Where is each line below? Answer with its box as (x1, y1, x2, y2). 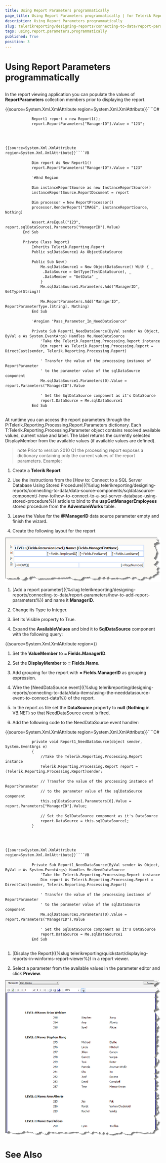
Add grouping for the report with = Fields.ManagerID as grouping (12, 669, 147, 676)
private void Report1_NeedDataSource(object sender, (31, 739, 142, 744)
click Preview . (12, 970, 42, 976)
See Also (5, 1149, 42, 1161)
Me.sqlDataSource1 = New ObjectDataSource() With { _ (40, 264, 154, 269)
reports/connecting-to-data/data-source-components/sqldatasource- (12, 488, 155, 494)
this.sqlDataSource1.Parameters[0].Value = (40, 798, 132, 803)
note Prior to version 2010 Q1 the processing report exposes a (17, 447, 144, 453)
